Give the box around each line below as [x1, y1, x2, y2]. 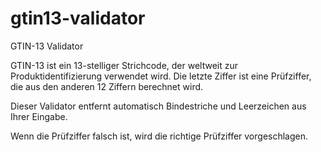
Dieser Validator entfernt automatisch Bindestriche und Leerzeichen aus [10, 100, 307, 112]
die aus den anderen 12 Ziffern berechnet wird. [10, 80, 204, 92]
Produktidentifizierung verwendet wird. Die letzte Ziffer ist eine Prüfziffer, [10, 70, 312, 82]
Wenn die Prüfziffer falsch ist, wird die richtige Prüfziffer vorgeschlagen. [10, 130, 309, 142]
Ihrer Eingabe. [10, 110, 68, 122]
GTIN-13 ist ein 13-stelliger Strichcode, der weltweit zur [10, 59, 239, 71]
